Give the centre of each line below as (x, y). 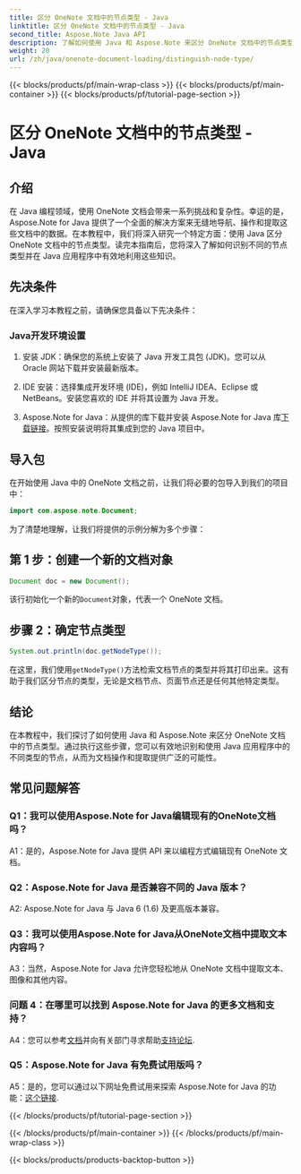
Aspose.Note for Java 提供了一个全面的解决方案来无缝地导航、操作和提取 (145, 222)
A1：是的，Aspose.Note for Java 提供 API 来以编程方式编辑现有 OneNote (143, 851)
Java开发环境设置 (48, 335)
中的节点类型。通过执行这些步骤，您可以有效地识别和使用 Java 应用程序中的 (150, 746)
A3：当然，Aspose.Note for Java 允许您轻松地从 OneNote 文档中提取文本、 (149, 969)
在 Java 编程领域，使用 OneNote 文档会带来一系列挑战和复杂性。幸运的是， (149, 211)
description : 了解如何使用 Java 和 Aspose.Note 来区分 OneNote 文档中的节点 (145, 43)
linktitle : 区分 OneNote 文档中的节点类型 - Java (97, 26)
